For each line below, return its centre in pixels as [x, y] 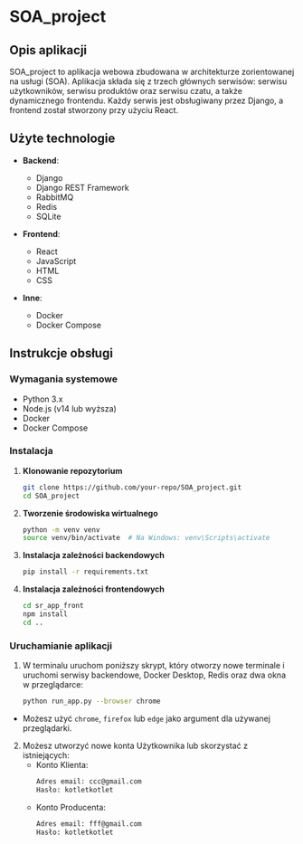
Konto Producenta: [71, 807]
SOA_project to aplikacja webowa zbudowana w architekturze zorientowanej [152, 71]
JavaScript [56, 261]
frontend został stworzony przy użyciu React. [94, 110]
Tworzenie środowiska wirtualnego [90, 513]
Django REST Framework [82, 187]
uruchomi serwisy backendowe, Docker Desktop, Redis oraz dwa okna [154, 675]
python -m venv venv [61, 530]
